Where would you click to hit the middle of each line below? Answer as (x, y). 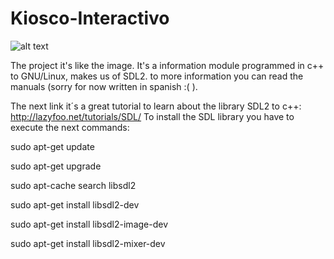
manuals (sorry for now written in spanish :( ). (104, 86)
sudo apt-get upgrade (56, 166)
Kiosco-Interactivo (90, 18)
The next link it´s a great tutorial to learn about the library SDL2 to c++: (156, 106)
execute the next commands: (70, 127)
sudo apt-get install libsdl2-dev (75, 204)
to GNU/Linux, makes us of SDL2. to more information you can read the (157, 76)
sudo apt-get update (52, 146)
